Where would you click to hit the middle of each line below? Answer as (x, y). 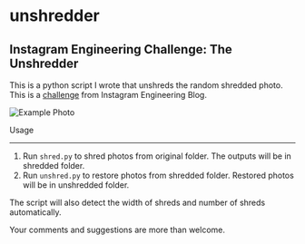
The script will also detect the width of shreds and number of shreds (138, 202)
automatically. (35, 212)
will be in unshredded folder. (76, 185)
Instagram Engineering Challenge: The (121, 49)
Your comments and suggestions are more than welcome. (117, 229)
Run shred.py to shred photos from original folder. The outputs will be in (157, 156)
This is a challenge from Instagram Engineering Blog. (108, 95)
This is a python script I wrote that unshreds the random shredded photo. (146, 85)
